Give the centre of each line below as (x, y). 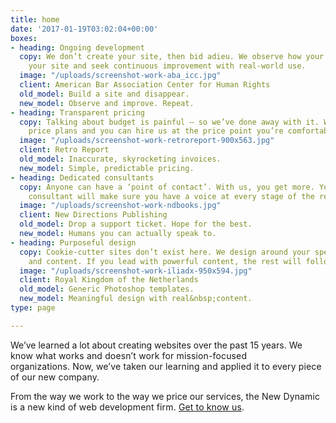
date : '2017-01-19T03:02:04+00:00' (84, 29)
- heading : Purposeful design (73, 242)
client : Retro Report (64, 150)
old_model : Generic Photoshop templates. (107, 289)
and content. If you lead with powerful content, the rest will (165, 261)
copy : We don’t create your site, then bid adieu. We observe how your (172, 57)
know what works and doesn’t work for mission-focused (129, 355)
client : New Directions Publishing (93, 215)
